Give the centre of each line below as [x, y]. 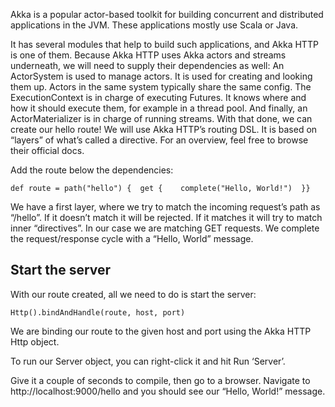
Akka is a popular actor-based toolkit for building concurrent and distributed [167, 14]
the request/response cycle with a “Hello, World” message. [132, 238]
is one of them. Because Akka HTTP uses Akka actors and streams [148, 55]
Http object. [35, 341]
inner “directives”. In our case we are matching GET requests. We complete [165, 228]
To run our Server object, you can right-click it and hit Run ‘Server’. [148, 361]
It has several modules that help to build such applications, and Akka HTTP [164, 44]
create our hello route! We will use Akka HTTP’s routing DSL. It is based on [164, 129]
